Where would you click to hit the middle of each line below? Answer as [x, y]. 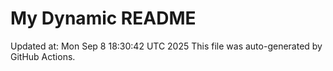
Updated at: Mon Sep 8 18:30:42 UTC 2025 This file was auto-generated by [166, 46]
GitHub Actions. [43, 56]
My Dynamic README [103, 18]
